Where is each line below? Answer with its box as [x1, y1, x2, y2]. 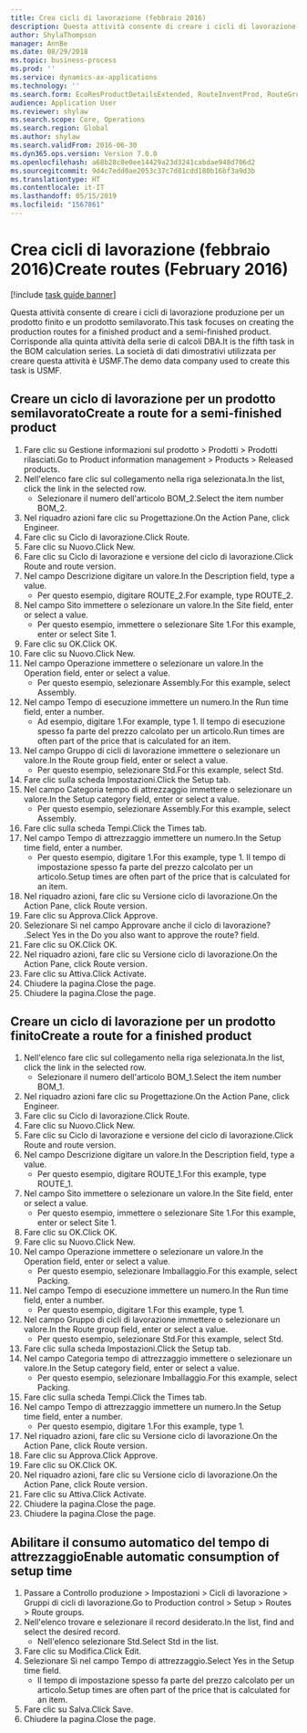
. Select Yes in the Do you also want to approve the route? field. [23, 929, 260, 940]
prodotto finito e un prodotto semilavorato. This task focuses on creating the [10, 316, 294, 327]
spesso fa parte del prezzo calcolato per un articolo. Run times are [36, 725, 285, 736]
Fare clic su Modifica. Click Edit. [23, 1645, 142, 1657]
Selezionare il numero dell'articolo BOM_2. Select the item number [36, 492, 284, 503]
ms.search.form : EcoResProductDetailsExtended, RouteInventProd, [10, 89, 263, 99]
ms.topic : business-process [10, 56, 118, 65]
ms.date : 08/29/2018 [10, 47, 89, 57]
